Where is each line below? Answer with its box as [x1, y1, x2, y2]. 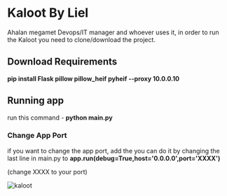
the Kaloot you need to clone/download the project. [7, 35, 156, 43]
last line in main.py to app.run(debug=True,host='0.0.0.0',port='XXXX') [7, 154, 221, 162]
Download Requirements [7, 56, 118, 68]
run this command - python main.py [7, 113, 113, 122]
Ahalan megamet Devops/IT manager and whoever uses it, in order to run [7, 28, 219, 36]
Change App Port [7, 131, 68, 141]
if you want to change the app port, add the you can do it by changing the [7, 146, 221, 155]
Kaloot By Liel [7, 5, 89, 21]
